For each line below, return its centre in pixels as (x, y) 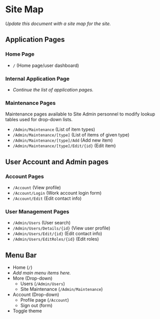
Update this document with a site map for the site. (58, 24)
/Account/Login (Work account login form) (57, 193)
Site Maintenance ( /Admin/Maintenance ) (62, 289)
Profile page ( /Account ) (44, 300)
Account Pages (25, 176)
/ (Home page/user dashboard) (46, 65)
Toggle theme (27, 311)
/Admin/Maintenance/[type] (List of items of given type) (71, 135)
